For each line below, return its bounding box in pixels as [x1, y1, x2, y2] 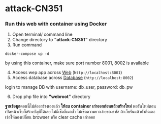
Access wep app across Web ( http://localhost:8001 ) [12, 70, 122, 75]
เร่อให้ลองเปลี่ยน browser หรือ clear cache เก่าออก [5, 114, 96, 120]
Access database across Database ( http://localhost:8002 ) [12, 74, 134, 81]
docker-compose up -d [5, 51, 50, 56]
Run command [12, 42, 42, 48]
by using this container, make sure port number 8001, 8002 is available [5, 60, 149, 66]
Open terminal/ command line [12, 31, 73, 37]
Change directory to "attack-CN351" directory [12, 37, 107, 43]
